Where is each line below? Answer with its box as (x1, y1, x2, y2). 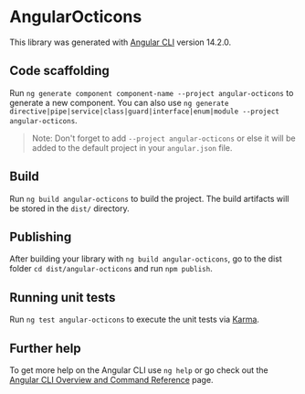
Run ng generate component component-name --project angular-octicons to (9, 87, 294, 98)
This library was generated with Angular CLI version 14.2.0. (9, 37, 232, 48)
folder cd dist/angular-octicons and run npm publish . (9, 263, 213, 274)
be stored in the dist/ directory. (9, 203, 130, 214)
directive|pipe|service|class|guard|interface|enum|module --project (9, 107, 280, 116)
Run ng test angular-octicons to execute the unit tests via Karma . (9, 314, 260, 325)
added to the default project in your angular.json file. (31, 142, 233, 153)
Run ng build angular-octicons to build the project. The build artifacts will (9, 193, 289, 204)
